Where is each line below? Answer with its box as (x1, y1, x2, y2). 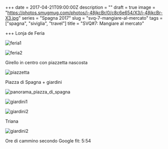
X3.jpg (5, 15, 19, 21)
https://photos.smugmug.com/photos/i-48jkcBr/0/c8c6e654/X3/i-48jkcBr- (7, 10, 163, 16)
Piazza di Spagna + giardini (5, 79, 62, 85)
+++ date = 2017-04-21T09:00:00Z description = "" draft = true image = (5, 5, 155, 10)
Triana (5, 118, 19, 124)
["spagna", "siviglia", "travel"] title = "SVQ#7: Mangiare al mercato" (5, 20, 145, 26)
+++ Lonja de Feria (5, 30, 45, 36)
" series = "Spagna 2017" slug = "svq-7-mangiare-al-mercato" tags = (18, 15, 163, 21)
